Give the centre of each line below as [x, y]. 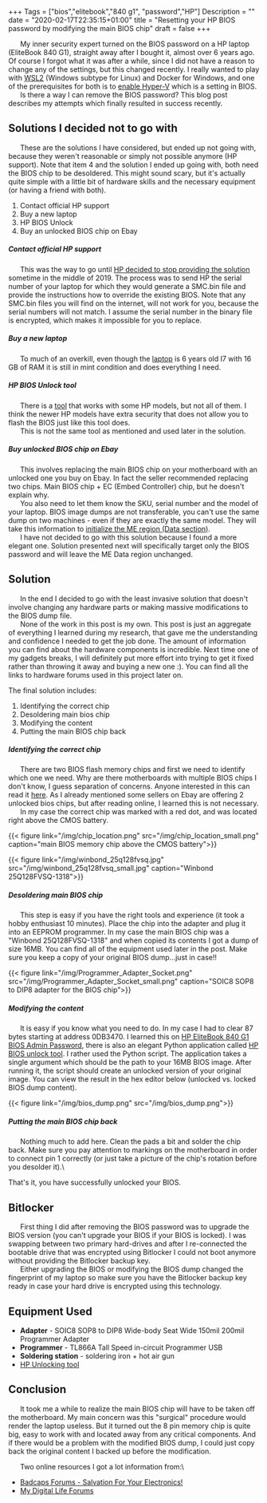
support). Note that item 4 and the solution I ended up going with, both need [133, 164]
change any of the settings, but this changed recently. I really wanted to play [134, 69]
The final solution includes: [53, 690]
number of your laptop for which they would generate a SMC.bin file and [127, 286]
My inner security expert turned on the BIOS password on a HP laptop [134, 44]
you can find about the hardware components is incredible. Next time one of [133, 649]
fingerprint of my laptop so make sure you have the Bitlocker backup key [128, 1278]
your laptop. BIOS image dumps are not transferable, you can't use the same [134, 512]
